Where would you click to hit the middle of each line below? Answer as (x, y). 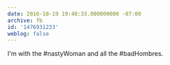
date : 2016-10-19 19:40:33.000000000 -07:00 (74, 14)
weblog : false (28, 34)
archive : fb (25, 20)
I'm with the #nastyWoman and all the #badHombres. (85, 54)
